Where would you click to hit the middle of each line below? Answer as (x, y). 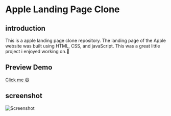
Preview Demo (29, 67)
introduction (26, 28)
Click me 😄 (17, 80)
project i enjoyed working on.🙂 (38, 51)
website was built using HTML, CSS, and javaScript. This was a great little (83, 46)
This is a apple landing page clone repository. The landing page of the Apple (86, 40)
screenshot (24, 96)
